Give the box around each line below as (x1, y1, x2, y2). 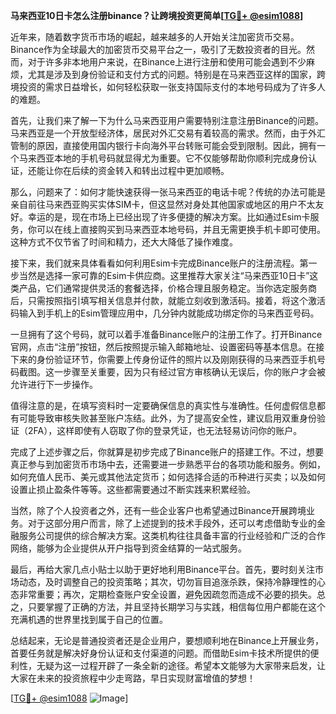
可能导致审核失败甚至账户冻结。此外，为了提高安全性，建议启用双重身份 (18, 412, 317, 424)
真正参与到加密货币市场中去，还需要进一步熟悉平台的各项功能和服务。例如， (10, 459, 326, 470)
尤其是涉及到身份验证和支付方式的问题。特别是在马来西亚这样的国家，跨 (27, 69, 326, 80)
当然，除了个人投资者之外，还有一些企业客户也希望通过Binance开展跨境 (10, 505, 307, 516)
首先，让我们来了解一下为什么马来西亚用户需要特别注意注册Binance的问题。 (10, 115, 325, 126)
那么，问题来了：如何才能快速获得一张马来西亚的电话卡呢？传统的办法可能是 (10, 186, 326, 198)
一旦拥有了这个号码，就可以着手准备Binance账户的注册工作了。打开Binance (10, 329, 323, 340)
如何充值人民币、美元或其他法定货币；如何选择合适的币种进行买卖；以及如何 (10, 471, 326, 483)
